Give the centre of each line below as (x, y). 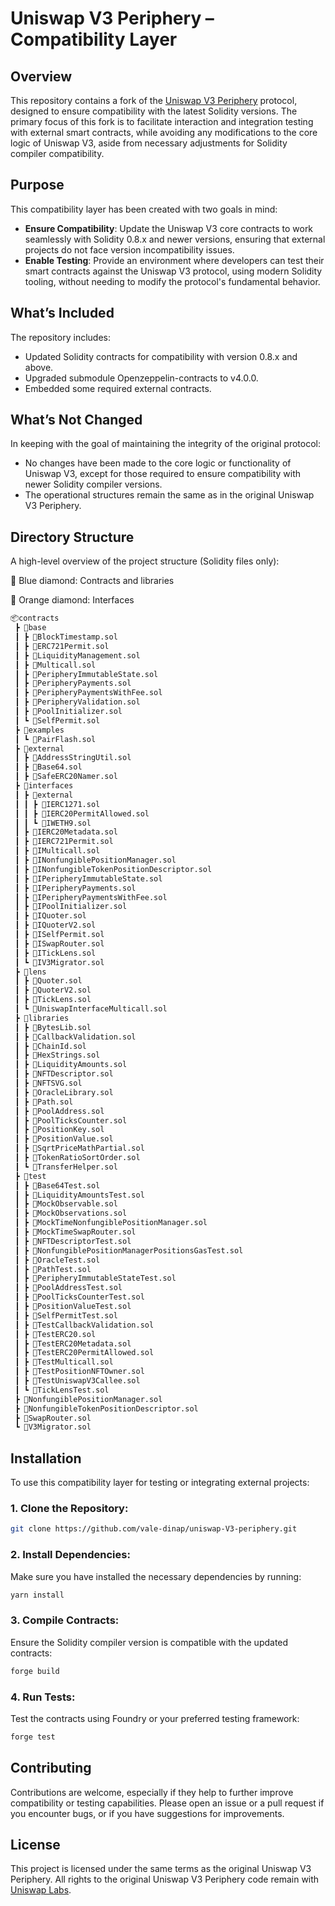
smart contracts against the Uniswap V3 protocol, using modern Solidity (173, 271)
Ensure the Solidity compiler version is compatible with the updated (149, 1642)
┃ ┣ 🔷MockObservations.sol (71, 1213)
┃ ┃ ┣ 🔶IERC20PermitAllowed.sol (82, 813)
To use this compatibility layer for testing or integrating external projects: (160, 1483)
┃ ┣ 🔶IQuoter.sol (50, 916)
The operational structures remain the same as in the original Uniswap (169, 495)
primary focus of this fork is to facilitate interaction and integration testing (162, 121)
